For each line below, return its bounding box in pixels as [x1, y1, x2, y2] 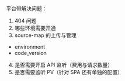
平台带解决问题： [6, 5, 47, 12]
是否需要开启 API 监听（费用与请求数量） [14, 61, 113, 68]
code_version [14, 50, 47, 56]
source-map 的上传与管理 [14, 32, 77, 39]
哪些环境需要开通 [14, 25, 56, 31]
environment [14, 43, 46, 50]
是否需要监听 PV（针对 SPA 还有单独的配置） [14, 69, 123, 75]
